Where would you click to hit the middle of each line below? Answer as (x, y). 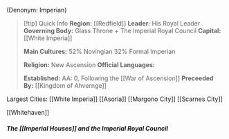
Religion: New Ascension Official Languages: (89, 65)
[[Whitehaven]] (28, 112)
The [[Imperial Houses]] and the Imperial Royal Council (88, 128)
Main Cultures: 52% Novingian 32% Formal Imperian (99, 52)
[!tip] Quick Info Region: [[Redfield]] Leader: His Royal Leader (112, 23)
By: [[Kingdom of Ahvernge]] (65, 85)
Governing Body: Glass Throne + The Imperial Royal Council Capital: (122, 31)
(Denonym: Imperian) (37, 10)
